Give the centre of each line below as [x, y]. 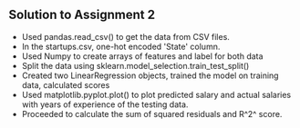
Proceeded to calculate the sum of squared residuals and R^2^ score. [152, 113]
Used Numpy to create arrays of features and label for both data [142, 56]
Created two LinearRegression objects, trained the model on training [150, 75]
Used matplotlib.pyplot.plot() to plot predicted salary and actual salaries [156, 94]
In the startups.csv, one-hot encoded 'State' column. [121, 46]
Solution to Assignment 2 [82, 15]
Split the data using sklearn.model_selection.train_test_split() [135, 65]
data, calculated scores [66, 84]
